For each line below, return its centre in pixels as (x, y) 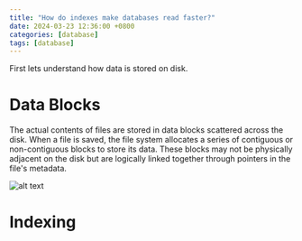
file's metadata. (38, 169)
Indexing (43, 222)
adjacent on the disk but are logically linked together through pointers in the (150, 159)
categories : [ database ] (54, 34)
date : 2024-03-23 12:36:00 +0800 (72, 26)
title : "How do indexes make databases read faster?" (113, 18)
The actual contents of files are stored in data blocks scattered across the (146, 130)
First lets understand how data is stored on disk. (99, 69)
